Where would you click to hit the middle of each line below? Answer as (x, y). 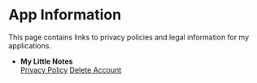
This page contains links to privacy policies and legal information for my (129, 37)
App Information (65, 15)
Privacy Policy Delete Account (71, 69)
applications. (30, 45)
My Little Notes (46, 61)
